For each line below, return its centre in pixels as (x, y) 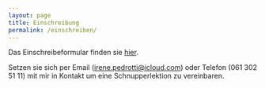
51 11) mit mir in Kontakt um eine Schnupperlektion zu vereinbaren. (116, 76)
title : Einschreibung (44, 23)
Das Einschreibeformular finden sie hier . (73, 53)
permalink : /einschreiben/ (53, 30)
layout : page (30, 15)
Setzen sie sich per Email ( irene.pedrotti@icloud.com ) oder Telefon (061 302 (133, 68)
